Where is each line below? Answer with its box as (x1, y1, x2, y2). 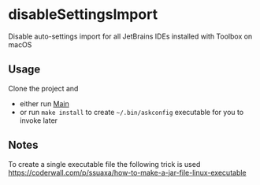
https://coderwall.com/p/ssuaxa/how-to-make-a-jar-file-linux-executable (8, 168, 247, 177)
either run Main (19, 98, 69, 108)
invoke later (19, 116, 58, 125)
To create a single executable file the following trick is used (8, 159, 201, 168)
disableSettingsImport (8, 6, 158, 24)
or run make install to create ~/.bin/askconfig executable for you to (19, 107, 244, 117)
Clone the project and (8, 83, 79, 93)
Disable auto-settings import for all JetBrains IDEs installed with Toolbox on (8, 31, 253, 41)
